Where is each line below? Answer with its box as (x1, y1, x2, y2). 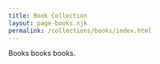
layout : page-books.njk (8, 19, 88, 27)
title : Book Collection (8, 11, 88, 20)
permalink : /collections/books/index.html (8, 26, 152, 34)
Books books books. (8, 49, 76, 58)
